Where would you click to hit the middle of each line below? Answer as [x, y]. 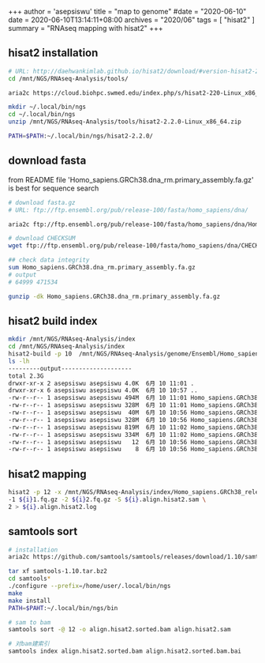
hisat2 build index [53, 320]
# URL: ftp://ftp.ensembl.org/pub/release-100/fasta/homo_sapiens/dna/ [128, 210]
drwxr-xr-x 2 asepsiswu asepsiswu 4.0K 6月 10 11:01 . [101, 383]
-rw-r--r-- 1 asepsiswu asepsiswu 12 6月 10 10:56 [98, 442]
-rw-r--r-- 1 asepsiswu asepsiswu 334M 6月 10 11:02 [98, 435]
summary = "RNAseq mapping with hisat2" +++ [86, 28]
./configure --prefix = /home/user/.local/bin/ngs [90, 586]
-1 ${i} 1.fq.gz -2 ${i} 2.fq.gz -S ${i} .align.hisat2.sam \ [107, 499]
